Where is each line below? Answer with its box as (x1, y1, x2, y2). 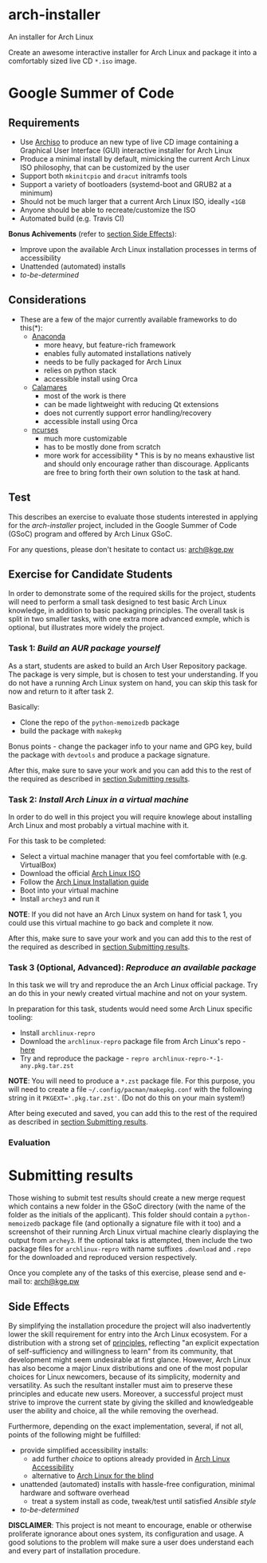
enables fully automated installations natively (43, 348, 191, 358)
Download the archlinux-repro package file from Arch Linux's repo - (19, 1037, 246, 1046)
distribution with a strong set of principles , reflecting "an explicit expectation (8, 1337, 260, 1347)
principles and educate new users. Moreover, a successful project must (8, 1389, 243, 1398)
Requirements (8, 116, 80, 130)
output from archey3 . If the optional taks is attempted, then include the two (8, 1236, 253, 1245)
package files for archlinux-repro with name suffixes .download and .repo (8, 1244, 251, 1253)
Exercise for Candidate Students (8, 567, 173, 581)
